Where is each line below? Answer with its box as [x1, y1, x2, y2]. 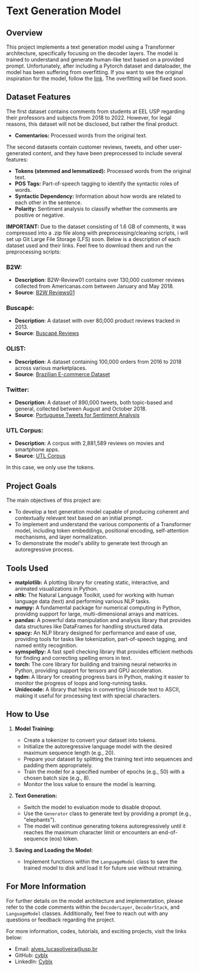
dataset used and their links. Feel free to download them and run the [6, 242, 173, 249]
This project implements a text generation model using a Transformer [6, 43, 175, 50]
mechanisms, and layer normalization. [14, 533, 108, 540]
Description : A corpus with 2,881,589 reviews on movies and [14, 440, 165, 447]
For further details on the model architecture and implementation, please [6, 897, 184, 904]
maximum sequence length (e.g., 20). [23, 749, 115, 756]
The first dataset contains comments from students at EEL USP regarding [6, 108, 185, 115]
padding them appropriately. [23, 761, 93, 768]
